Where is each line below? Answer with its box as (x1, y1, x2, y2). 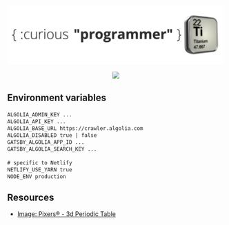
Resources (7, 191, 54, 203)
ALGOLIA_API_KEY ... (7, 118, 67, 125)
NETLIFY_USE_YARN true (7, 166, 72, 173)
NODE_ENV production (7, 173, 67, 180)
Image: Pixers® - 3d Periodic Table (17, 210, 116, 218)
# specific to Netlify (7, 159, 72, 167)
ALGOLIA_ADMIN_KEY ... (7, 111, 72, 118)
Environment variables (7, 92, 107, 104)
